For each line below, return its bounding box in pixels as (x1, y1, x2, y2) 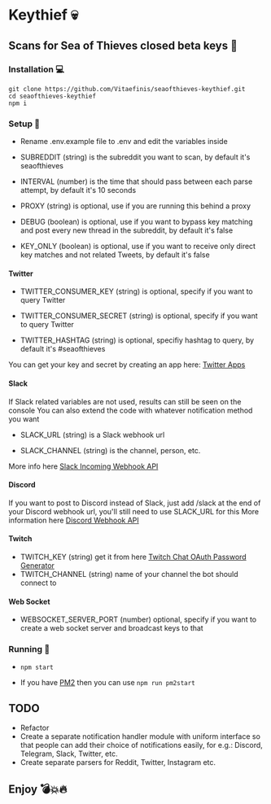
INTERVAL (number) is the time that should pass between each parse (20, 177, 253, 186)
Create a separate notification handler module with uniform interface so (20, 732, 260, 741)
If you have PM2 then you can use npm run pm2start (20, 678, 195, 688)
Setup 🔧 (8, 118, 41, 129)
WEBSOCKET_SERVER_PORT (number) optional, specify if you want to (20, 614, 257, 624)
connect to (20, 578, 57, 588)
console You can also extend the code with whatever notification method (8, 405, 253, 415)
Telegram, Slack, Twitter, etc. (20, 749, 118, 758)
